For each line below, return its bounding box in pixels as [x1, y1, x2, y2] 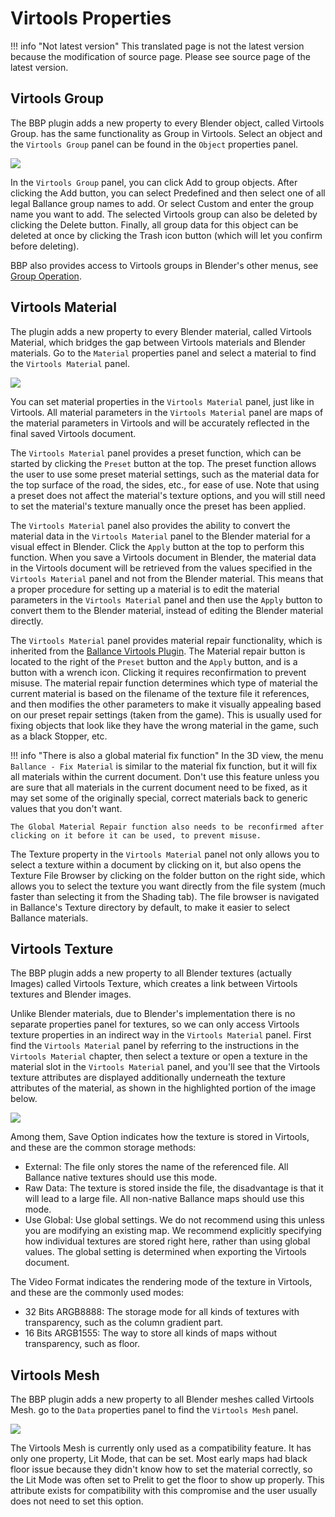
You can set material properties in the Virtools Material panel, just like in [10, 395, 315, 407]
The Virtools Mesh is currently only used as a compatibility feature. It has [10, 1442, 312, 1454]
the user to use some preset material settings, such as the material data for [10, 468, 320, 480]
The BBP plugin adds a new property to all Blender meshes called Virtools [10, 1393, 315, 1406]
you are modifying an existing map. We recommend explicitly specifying [24, 1225, 322, 1237]
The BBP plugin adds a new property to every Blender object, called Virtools [10, 117, 325, 129]
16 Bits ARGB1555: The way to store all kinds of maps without [24, 1327, 278, 1339]
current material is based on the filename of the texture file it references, [10, 687, 310, 699]
